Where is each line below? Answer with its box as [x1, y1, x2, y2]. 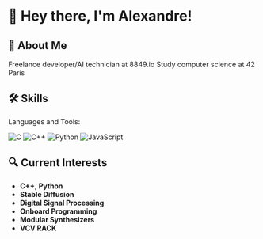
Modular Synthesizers [19, 214, 95, 224]
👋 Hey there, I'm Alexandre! [8, 7, 192, 25]
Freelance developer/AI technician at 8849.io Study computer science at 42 [8, 59, 256, 69]
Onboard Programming [19, 206, 97, 216]
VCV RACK [19, 223, 57, 233]
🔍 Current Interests [8, 156, 108, 169]
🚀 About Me [8, 39, 67, 52]
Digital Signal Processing [19, 198, 105, 207]
